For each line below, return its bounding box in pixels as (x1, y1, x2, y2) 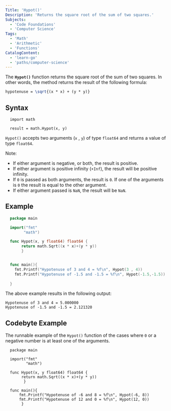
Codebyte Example (5, 318, 67, 328)
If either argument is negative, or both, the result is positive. (12, 160, 139, 166)
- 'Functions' (10, 46, 40, 51)
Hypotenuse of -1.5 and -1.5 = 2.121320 (5, 305, 93, 310)
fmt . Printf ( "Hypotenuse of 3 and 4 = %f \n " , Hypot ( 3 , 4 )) (14, 267, 143, 272)
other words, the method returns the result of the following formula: (5, 79, 148, 85)
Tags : (5, 31, 17, 36)
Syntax (5, 103, 29, 112)
